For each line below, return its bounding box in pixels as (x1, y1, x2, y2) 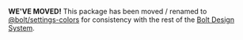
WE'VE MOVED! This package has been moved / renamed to (8, 7, 207, 16)
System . (8, 24, 36, 32)
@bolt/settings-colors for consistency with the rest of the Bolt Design (8, 15, 235, 24)
